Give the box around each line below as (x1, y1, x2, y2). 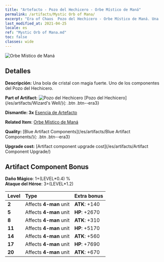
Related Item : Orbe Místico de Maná (5, 119, 78, 125)
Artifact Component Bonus (5, 163, 89, 171)
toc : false (5, 35, 27, 40)
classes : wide (5, 39, 34, 44)
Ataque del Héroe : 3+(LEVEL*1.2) (5, 181, 74, 187)
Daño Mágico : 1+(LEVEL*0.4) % (5, 175, 70, 182)
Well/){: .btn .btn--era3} (51, 100, 99, 106)
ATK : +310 (74, 217, 100, 224)
